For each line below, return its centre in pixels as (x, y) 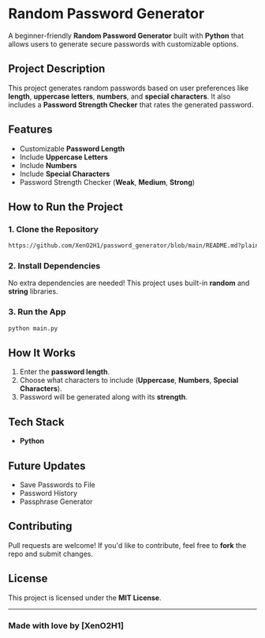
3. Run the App (37, 312)
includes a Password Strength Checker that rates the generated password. (131, 104)
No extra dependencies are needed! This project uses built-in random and (129, 283)
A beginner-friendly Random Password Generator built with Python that (126, 36)
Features (30, 130)
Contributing (40, 526)
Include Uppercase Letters (63, 157)
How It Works (42, 353)
